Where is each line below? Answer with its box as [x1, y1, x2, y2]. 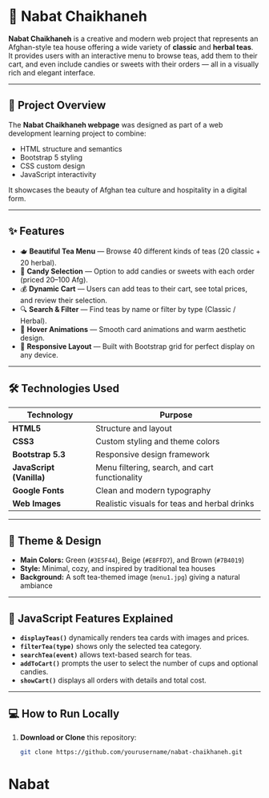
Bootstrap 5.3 [12, 449, 66, 460]
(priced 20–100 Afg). [19, 274, 88, 284]
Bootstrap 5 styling [19, 152, 82, 162]
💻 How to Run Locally [8, 707, 120, 721]
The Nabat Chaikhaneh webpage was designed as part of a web [8, 119, 223, 129]
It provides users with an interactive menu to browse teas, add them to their [8, 51, 258, 60]
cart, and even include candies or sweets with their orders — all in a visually [8, 59, 259, 69]
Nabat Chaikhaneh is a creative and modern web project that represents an [8, 34, 259, 43]
